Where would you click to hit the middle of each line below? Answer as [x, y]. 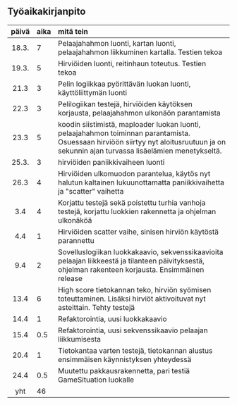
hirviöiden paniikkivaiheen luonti [111, 162]
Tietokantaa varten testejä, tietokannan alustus [135, 350]
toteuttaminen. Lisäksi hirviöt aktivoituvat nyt [132, 299]
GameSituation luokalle [96, 380]
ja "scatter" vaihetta [91, 191]
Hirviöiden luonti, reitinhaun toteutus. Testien [132, 63]
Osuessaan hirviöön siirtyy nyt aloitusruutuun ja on [142, 142]
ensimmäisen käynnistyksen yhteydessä [124, 359]
